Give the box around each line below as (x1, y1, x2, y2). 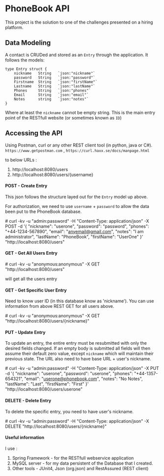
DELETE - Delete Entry (5, 397, 52, 403)
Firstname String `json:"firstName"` (14, 79, 98, 84)
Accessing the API (5, 129, 63, 138)
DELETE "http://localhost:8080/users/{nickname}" (5, 423, 107, 429)
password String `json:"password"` (14, 75, 96, 80)
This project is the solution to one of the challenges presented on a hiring (5, 19, 153, 25)
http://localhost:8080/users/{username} (12, 172, 94, 178)
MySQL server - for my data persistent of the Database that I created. (12, 460, 153, 466)
